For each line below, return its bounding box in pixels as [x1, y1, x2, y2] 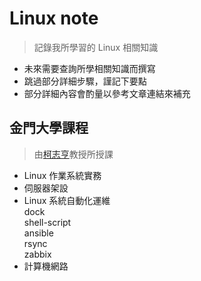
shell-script [23, 216, 72, 228]
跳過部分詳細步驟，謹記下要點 [23, 75, 147, 87]
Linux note [9, 7, 99, 30]
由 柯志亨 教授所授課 [33, 148, 114, 160]
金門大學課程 [9, 120, 89, 137]
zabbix [23, 248, 52, 260]
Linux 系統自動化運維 [23, 194, 111, 206]
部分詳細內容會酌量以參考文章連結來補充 [23, 87, 191, 99]
